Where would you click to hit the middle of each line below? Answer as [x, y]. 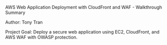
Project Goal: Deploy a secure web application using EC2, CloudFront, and [82, 32]
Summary [15, 12]
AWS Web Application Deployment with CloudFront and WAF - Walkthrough [84, 7]
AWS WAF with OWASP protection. [41, 37]
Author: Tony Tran [24, 22]
